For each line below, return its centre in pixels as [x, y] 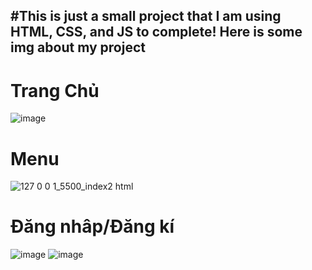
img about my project [78, 47]
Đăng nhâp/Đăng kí [92, 226]
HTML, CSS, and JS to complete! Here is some [156, 32]
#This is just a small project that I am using [146, 16]
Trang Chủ [55, 90]
